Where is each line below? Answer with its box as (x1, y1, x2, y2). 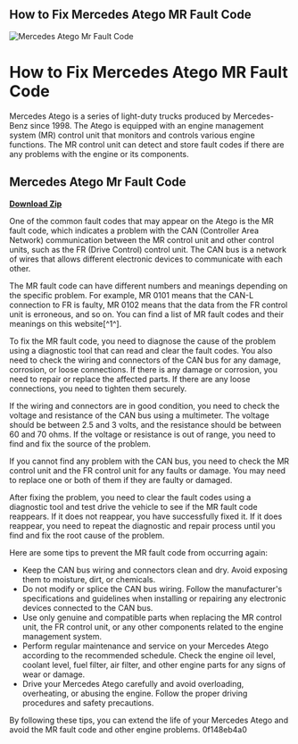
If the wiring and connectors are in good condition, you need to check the (9, 400, 280, 411)
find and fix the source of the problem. (9, 438, 152, 449)
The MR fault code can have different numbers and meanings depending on (9, 280, 288, 291)
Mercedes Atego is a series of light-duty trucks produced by (9, 111, 232, 121)
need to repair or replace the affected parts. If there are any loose (9, 373, 251, 384)
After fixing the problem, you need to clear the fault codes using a (9, 491, 252, 503)
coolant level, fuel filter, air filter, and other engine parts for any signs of (21, 659, 286, 670)
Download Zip (9, 198, 62, 209)
